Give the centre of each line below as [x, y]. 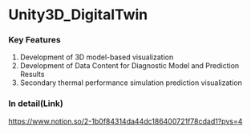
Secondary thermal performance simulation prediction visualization [131, 83]
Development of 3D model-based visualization [97, 57]
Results [32, 75]
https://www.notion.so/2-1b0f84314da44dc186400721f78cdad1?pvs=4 [125, 121]
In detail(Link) [36, 104]
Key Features [35, 40]
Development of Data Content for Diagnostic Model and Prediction [130, 66]
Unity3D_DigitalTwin [78, 15]
